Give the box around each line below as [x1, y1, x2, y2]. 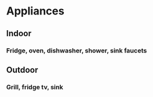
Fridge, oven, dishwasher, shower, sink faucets [6, 46, 148, 55]
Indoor [6, 28, 32, 39]
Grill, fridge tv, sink [6, 83, 63, 91]
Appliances [6, 4, 64, 18]
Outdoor [6, 64, 39, 75]
